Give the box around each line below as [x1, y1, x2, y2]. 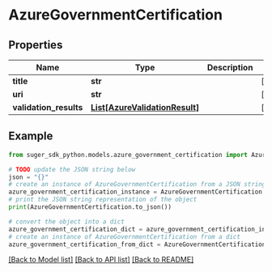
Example [8, 130, 53, 143]
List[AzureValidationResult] [90, 102, 200, 113]
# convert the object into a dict [8, 217, 125, 226]
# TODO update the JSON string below [8, 165, 136, 173]
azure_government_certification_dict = [8, 225, 143, 233]
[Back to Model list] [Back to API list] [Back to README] [8, 255, 194, 265]
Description [206, 62, 253, 73]
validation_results [12, 102, 83, 113]
